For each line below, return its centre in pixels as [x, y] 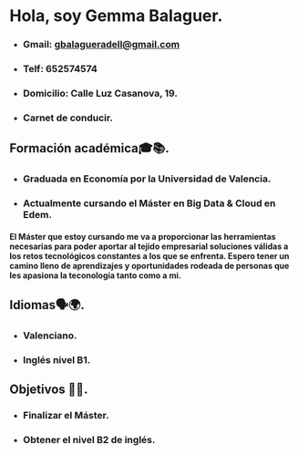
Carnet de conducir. [68, 118]
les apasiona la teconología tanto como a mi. [96, 275]
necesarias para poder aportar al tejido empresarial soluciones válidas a [149, 246]
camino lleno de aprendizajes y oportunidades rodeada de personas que [149, 265]
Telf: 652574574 [60, 69]
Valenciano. [50, 336]
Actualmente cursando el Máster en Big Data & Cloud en [149, 203]
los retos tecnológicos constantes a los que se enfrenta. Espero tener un [149, 255]
